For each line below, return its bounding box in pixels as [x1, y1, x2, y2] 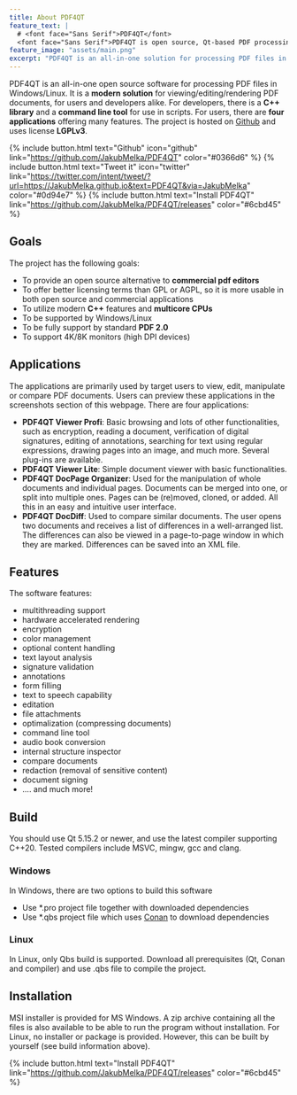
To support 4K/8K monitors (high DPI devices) [21, 331, 191, 342]
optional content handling [21, 643, 116, 654]
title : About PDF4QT [9, 12, 86, 22]
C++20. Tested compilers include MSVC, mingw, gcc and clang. [9, 843, 241, 853]
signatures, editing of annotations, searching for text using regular [21, 435, 263, 446]
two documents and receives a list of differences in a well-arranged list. [21, 520, 284, 531]
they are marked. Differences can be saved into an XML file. [21, 539, 240, 549]
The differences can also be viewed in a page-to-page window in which [21, 529, 285, 540]
